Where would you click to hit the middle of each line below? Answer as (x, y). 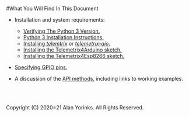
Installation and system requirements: (60, 20)
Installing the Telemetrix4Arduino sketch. (72, 50)
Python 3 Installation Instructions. (63, 37)
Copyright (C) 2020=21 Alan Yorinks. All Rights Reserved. (75, 107)
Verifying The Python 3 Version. (62, 31)
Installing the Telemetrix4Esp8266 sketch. (74, 56)
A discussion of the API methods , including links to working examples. (99, 79)
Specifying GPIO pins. (41, 67)
